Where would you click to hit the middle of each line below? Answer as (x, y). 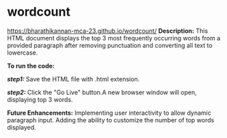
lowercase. (23, 53)
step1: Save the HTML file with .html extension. (74, 79)
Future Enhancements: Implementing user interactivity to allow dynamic (109, 113)
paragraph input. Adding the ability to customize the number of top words (111, 120)
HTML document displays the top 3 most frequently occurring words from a (114, 38)
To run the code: (31, 66)
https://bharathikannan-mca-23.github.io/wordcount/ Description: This (108, 31)
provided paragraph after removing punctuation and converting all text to (110, 45)
